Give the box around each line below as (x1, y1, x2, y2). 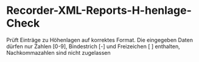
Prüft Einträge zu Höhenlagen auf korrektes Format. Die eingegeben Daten (6, 36, 194, 43)
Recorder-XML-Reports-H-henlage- (6, 4, 192, 17)
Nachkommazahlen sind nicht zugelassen (6, 49, 111, 56)
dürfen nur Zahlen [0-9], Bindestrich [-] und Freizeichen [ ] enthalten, (6, 43, 181, 50)
